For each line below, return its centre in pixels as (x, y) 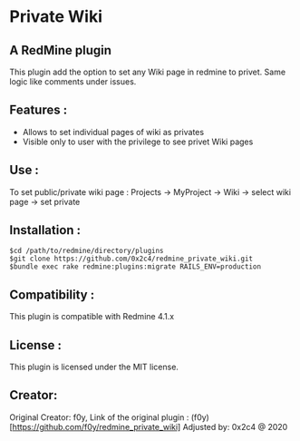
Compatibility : (52, 294)
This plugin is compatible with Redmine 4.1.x (92, 317)
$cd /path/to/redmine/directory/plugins (87, 251)
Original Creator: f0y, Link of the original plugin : (99, 417)
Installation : (45, 230)
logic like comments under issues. (73, 82)
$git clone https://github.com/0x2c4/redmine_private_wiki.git (131, 259)
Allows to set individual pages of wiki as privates (113, 132)
